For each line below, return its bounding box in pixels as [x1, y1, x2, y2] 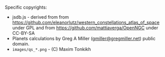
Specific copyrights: [5, 5, 47, 10]
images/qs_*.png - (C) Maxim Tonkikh [12, 46, 91, 52]
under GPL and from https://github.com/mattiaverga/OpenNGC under [12, 25, 158, 31]
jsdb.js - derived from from [12, 14, 69, 20]
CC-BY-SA [12, 30, 35, 36]
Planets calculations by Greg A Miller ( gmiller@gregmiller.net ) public [12, 35, 156, 41]
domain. [12, 41, 30, 47]
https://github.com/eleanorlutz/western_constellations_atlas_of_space [12, 20, 160, 25]
